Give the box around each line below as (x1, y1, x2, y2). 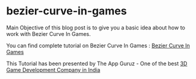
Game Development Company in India (6, 66, 101, 73)
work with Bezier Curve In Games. (6, 30, 91, 37)
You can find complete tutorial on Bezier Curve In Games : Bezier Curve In (6, 42, 190, 49)
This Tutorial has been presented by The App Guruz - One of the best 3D (6, 60, 188, 67)
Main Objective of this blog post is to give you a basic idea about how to (6, 24, 186, 31)
